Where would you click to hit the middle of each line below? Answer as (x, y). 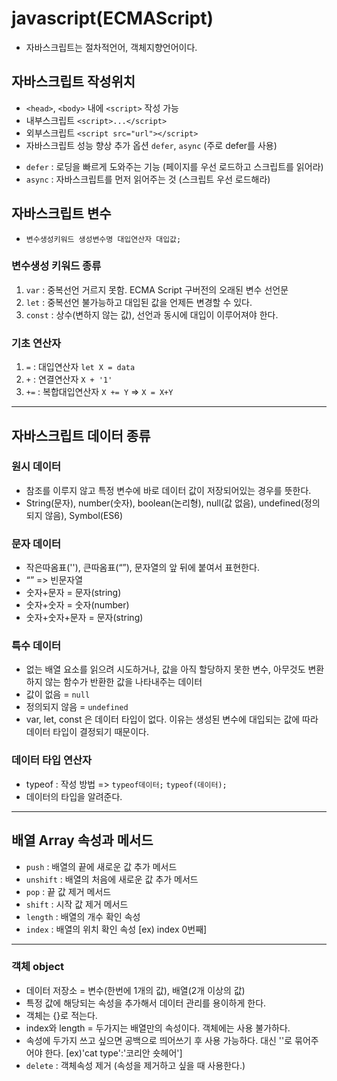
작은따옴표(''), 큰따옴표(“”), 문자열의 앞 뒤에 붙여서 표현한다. (142, 568)
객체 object (38, 967)
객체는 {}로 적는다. (61, 1015)
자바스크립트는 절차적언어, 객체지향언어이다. (111, 47)
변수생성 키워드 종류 (56, 266)
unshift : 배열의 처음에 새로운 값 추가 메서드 (112, 879)
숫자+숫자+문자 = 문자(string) (84, 618)
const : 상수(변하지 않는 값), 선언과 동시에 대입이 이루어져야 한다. (152, 314)
